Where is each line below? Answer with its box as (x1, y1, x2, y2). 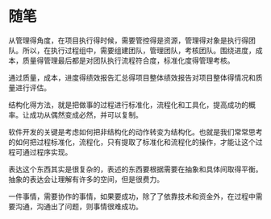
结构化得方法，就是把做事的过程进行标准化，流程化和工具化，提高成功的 (8, 100, 248, 109)
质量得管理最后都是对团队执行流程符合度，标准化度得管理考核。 (22, 56, 235, 65)
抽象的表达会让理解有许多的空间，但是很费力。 (8, 174, 164, 184)
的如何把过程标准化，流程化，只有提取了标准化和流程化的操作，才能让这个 (8, 137, 256, 147)
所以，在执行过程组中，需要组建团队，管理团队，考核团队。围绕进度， (22, 45, 256, 55)
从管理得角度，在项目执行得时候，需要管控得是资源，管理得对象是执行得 (8, 35, 248, 45)
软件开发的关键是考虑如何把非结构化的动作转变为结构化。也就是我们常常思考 (8, 126, 263, 137)
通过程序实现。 (22, 147, 73, 157)
